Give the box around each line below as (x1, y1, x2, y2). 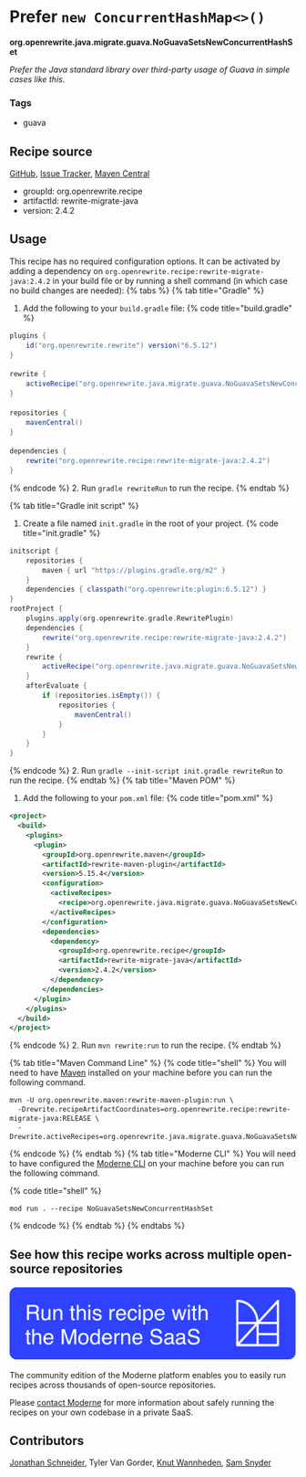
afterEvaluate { (25, 681, 88, 691)
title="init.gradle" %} (22, 527, 101, 538)
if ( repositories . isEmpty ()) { (42, 691, 161, 701)
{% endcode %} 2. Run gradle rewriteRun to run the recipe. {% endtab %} (9, 482, 290, 493)
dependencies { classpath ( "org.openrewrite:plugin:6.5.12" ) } (25, 585, 267, 595)
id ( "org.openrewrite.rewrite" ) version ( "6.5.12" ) (25, 341, 219, 350)
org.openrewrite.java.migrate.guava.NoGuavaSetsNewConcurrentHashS (9, 37, 293, 47)
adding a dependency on (9, 265, 103, 276)
